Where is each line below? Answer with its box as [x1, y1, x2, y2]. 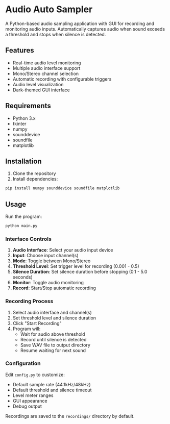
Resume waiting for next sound [20, 347, 86, 353]
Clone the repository [12, 170, 56, 177]
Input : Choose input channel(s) [12, 253, 79, 259]
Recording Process [5, 297, 54, 305]
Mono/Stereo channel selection [12, 70, 79, 77]
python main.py [5, 223, 38, 229]
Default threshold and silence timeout [12, 387, 92, 393]
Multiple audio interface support [12, 65, 81, 71]
